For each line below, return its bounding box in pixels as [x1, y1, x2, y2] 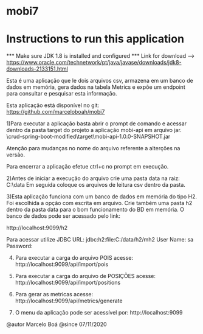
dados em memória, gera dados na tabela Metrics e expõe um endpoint [6, 83, 185, 91]
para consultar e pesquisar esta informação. [6, 90, 117, 97]
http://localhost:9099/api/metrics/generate [15, 297, 123, 305]
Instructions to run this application [6, 32, 184, 46]
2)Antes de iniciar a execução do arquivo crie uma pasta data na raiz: [6, 175, 181, 182]
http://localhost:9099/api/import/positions [15, 279, 121, 287]
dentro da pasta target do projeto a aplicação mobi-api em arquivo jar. [6, 127, 182, 134]
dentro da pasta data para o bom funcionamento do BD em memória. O [6, 206, 184, 214]
